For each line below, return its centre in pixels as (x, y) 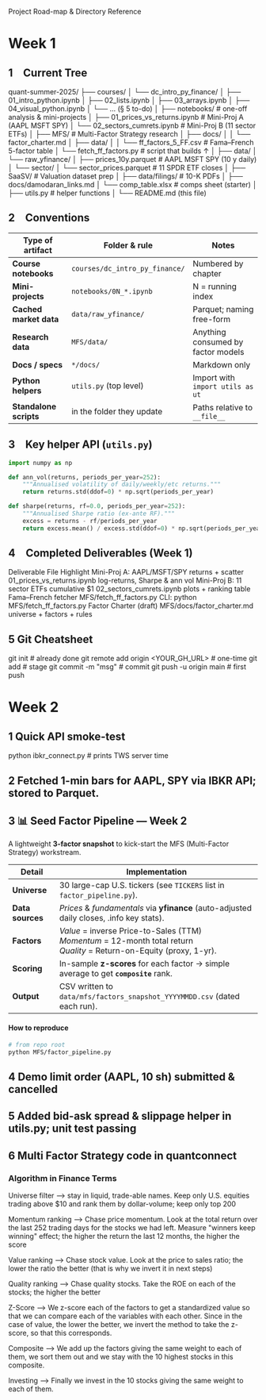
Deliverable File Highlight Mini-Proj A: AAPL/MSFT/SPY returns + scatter (126, 572)
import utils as (223, 387)
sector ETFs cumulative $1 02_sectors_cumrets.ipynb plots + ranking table (129, 589)
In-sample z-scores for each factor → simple (144, 963)
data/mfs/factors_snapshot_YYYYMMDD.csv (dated (149, 997)
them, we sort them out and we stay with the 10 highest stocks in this (121, 1356)
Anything (210, 332)
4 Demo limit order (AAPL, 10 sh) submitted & (122, 1077)
